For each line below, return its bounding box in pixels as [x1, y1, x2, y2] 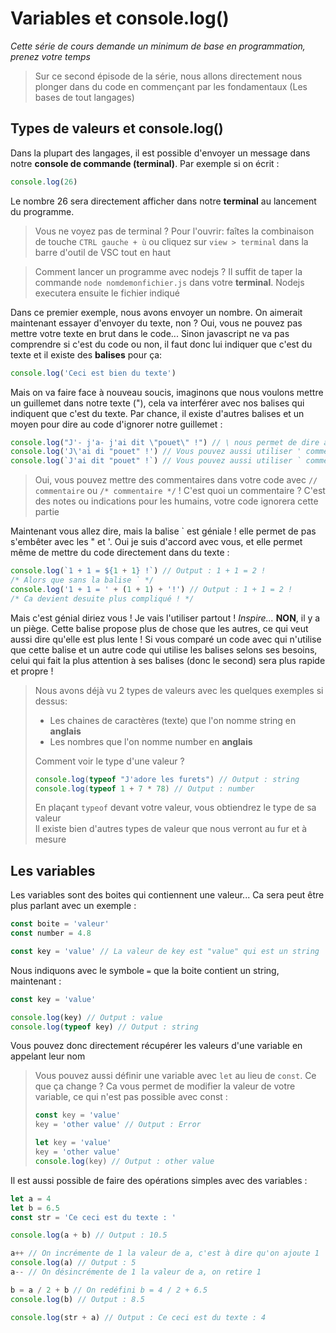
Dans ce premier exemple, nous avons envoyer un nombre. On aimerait [10, 306, 303, 318]
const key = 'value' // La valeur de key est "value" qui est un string [10, 946, 320, 956]
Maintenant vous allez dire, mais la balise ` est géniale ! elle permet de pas [10, 525, 317, 537]
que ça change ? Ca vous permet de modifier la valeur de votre [34, 1080, 296, 1092]
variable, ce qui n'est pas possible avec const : [34, 1091, 228, 1103]
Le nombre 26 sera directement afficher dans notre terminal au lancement [10, 195, 317, 207]
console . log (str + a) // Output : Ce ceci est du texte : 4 [10, 1312, 267, 1322]
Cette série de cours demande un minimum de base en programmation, [10, 40, 306, 52]
